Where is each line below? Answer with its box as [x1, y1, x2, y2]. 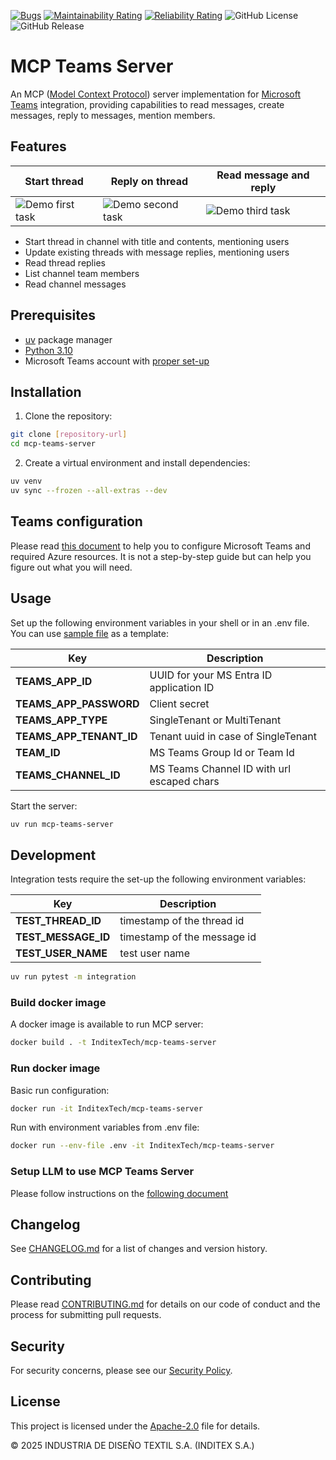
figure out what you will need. [10, 561, 133, 573]
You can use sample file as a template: [10, 627, 169, 639]
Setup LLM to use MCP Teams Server [10, 1165, 195, 1179]
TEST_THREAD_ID [15, 914, 102, 928]
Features [10, 138, 67, 155]
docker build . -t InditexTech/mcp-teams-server [10, 1038, 217, 1048]
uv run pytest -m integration [10, 972, 137, 982]
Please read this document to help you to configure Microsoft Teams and [10, 540, 311, 552]
